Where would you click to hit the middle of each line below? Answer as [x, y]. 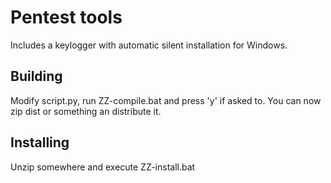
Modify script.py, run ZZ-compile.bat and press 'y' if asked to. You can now [166, 100]
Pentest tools [66, 17]
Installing [40, 142]
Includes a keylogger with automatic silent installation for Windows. [149, 45]
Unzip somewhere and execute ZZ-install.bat [103, 167]
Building [36, 76]
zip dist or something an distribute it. [86, 111]
